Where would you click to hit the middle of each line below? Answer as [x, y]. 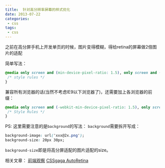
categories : [17, 19]
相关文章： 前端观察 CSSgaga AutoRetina [47, 160]
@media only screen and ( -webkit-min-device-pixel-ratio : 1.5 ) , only [78, 107]
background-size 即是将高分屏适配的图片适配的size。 [58, 150]
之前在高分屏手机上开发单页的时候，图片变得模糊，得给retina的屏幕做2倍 [79, 47]
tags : [11, 28]
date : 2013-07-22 [23, 14]
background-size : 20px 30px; [35, 140]
